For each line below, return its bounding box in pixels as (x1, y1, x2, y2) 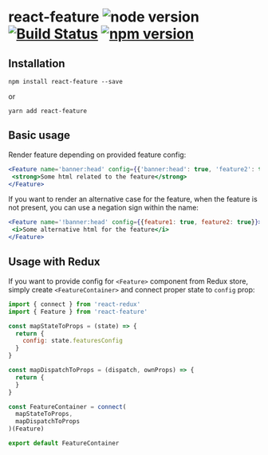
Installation (8, 57, 65, 70)
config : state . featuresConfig (22, 337, 124, 345)
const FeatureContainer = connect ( (8, 402, 127, 410)
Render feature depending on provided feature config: (8, 150, 187, 159)
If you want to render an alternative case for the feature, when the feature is (8, 194, 258, 204)
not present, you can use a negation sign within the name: (8, 203, 199, 213)
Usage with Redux (8, 255, 100, 269)
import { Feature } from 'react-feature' (8, 308, 148, 316)
